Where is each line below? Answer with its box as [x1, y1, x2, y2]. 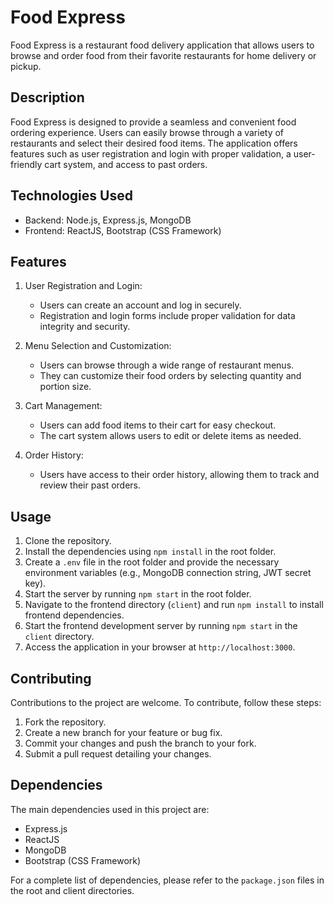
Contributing [10, 670, 92, 687]
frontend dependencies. [24, 609, 125, 621]
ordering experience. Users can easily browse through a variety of [10, 126, 285, 138]
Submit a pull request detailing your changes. [24, 748, 212, 760]
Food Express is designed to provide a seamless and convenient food [10, 116, 297, 128]
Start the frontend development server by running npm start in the [24, 620, 298, 632]
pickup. [10, 60, 42, 72]
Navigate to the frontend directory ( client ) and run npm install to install [24, 599, 324, 611]
